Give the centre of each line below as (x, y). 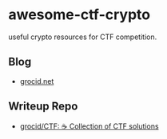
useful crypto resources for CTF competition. (83, 37)
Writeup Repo (43, 107)
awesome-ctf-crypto (80, 15)
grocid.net (37, 81)
